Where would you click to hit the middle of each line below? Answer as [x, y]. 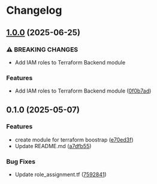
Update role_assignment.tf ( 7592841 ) [61, 174]
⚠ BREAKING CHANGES [42, 50]
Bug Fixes [21, 161]
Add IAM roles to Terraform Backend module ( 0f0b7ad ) [83, 91]
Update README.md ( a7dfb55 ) [53, 146]
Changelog [34, 10]
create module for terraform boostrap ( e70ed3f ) [74, 139]
